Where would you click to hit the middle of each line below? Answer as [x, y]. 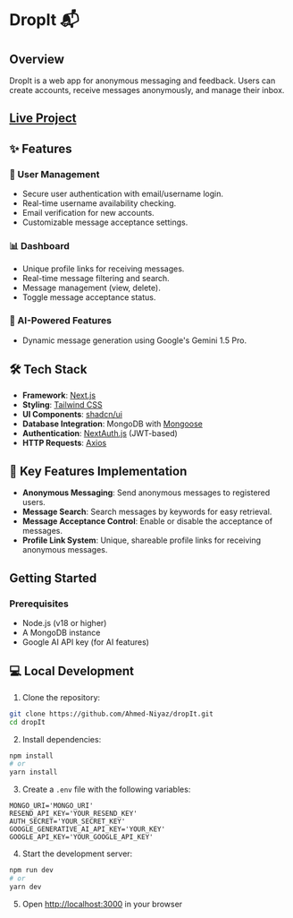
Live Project [43, 119]
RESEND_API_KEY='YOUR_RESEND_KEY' [74, 814]
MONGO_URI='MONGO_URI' [51, 806]
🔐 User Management [54, 174]
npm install [31, 756]
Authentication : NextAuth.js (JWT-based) [100, 433]
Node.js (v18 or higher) [64, 622]
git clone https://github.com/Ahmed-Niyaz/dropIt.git [112, 714]
